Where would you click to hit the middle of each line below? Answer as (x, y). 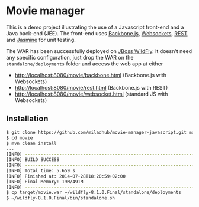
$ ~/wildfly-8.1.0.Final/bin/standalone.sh (61, 198)
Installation (27, 119)
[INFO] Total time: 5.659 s (41, 170)
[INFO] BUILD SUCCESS (33, 160)
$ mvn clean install (32, 143)
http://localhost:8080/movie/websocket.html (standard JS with (91, 94)
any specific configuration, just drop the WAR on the (70, 57)
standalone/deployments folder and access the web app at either (85, 64)
